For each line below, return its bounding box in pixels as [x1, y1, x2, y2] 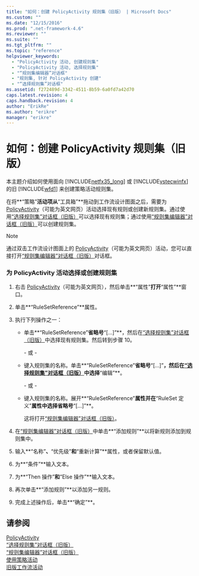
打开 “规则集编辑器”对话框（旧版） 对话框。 [11, 252, 116, 260]
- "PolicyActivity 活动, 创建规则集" [11, 59, 99, 65]
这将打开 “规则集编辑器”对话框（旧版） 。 [23, 415, 120, 422]
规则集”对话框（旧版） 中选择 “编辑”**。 [29, 369, 126, 377]
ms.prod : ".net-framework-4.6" [6, 25, 84, 32]
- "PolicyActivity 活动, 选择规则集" [11, 64, 99, 71]
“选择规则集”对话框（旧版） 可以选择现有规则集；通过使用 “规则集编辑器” [11, 213, 188, 220]
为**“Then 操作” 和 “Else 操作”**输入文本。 [14, 473, 118, 480]
